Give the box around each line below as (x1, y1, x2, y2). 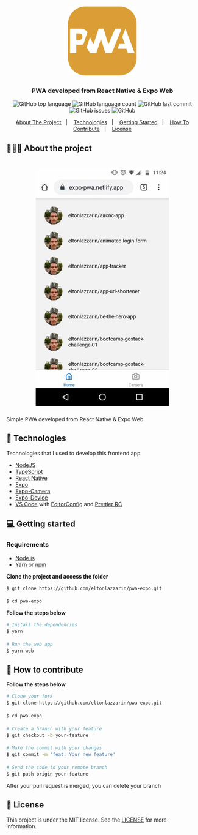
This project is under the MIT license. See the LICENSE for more (6, 816, 168, 823)
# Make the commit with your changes (6, 745, 102, 751)
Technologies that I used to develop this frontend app (6, 449, 141, 457)
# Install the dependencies (6, 622, 78, 628)
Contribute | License (72, 125, 132, 133)
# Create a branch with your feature (6, 725, 102, 732)
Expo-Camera (15, 487, 51, 495)
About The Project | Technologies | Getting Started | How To (15, 119, 189, 126)
